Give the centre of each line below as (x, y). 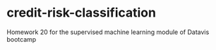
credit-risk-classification (82, 13)
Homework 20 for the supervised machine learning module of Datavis (108, 32)
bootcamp (22, 39)
